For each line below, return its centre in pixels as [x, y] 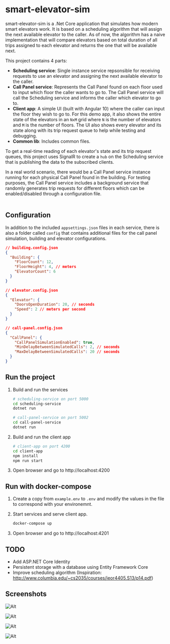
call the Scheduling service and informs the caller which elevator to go [87, 98]
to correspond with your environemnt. [53, 504]
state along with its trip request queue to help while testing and [79, 130]
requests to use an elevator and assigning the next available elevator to [88, 76]
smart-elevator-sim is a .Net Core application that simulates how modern [82, 24]
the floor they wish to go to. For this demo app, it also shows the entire [87, 114]
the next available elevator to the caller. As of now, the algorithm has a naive [85, 34]
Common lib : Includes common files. [52, 141]
